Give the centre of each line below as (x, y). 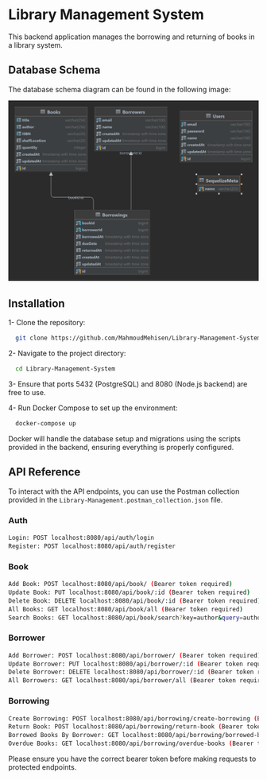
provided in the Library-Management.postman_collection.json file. (116, 499)
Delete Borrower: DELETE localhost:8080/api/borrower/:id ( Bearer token (131, 672)
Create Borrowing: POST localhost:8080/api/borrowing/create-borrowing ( (133, 718)
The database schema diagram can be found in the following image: (120, 89)
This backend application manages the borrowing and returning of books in (132, 37)
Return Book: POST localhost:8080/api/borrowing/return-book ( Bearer (126, 727)
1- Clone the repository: (47, 323)
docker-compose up (46, 424)
